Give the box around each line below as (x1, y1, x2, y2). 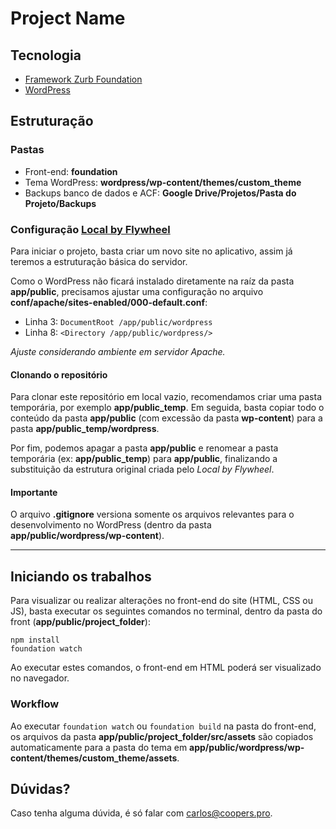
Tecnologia (10, 47, 82, 64)
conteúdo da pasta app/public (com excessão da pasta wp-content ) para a (10, 412, 323, 424)
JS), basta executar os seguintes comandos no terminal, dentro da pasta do (10, 605, 323, 617)
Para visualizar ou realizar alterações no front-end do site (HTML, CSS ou (10, 595, 313, 607)
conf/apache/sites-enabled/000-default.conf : (10, 296, 208, 308)
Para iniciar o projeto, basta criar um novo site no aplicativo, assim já (10, 245, 293, 257)
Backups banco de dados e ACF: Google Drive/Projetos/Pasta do (24, 187, 297, 199)
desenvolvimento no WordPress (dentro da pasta (10, 519, 212, 531)
